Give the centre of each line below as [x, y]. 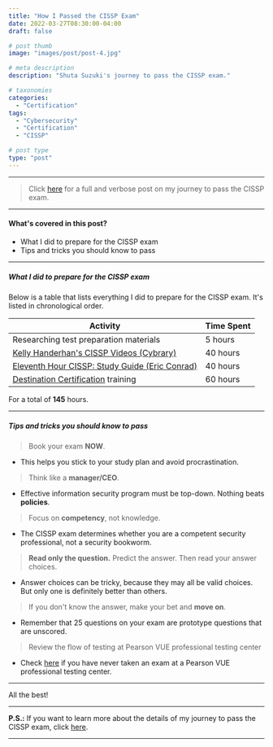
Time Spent [228, 325]
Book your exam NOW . [67, 446]
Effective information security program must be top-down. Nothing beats [142, 493]
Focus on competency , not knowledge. [94, 518]
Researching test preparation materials [87, 339]
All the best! [28, 695]
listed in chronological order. [56, 305]
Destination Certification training [74, 379]
